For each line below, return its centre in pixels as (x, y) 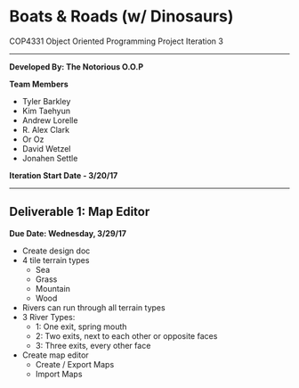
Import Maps (59, 374)
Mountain (53, 288)
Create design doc (56, 251)
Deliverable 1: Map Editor (80, 212)
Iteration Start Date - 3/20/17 (64, 175)
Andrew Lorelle (50, 120)
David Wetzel (46, 148)
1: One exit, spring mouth (81, 326)
